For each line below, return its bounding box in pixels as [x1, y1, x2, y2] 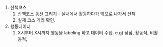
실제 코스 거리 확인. [17, 17, 56, 23]
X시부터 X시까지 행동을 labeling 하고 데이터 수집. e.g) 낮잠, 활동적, [17, 30, 149, 35]
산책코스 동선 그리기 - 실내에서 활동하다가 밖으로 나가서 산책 [17, 11, 136, 17]
